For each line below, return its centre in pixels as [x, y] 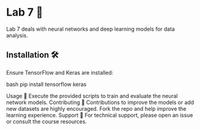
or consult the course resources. [47, 121]
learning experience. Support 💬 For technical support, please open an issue [100, 115]
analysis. [17, 35]
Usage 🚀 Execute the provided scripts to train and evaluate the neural [92, 96]
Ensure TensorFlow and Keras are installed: [60, 72]
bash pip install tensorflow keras [47, 84]
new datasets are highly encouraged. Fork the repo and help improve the [96, 108]
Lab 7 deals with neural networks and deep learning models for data [91, 29]
